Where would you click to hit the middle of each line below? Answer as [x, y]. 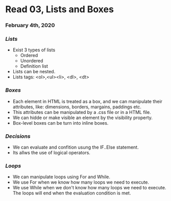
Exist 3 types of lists [34, 50]
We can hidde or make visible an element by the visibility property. [83, 118]
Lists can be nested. [34, 72]
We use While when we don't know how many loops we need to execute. [89, 188]
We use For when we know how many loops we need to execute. [81, 182]
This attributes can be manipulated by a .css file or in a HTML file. [82, 112]
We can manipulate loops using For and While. [62, 177]
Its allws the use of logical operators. [52, 153]
